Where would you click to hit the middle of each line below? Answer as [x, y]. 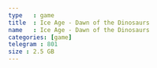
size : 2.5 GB [32, 52]
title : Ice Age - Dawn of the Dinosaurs [79, 23]
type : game [32, 15]
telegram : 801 [33, 45]
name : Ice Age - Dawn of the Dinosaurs [79, 30]
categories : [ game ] [40, 37]
